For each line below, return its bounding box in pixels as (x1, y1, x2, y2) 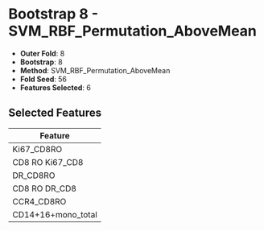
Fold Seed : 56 (19, 74, 67, 84)
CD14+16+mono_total (12, 208, 98, 220)
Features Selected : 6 (19, 82, 91, 93)
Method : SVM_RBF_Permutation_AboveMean (19, 65, 171, 75)
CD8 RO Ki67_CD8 (12, 156, 84, 167)
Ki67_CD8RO (12, 143, 63, 155)
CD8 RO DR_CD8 (12, 183, 76, 194)
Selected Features (8, 106, 102, 120)
